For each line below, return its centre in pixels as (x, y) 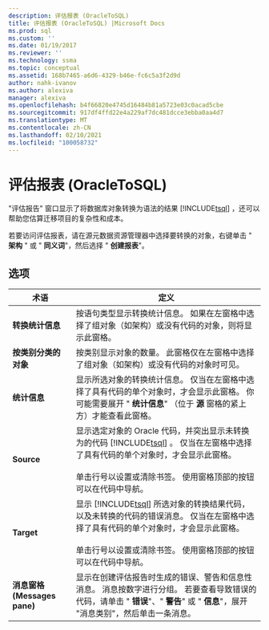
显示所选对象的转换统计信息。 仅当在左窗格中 (161, 380)
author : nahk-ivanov (43, 83)
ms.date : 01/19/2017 (43, 46)
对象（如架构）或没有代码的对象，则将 (172, 326)
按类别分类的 (37, 352)
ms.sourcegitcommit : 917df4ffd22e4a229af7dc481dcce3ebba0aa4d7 (116, 113)
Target (25, 533)
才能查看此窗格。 (124, 416)
